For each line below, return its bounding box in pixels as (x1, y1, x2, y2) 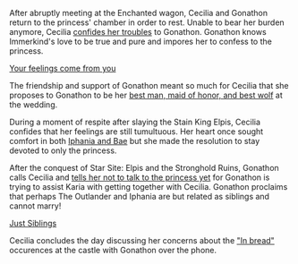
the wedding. (9, 99, 58, 110)
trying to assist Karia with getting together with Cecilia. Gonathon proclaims (9, 182, 288, 192)
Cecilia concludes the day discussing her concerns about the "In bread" (9, 235, 275, 245)
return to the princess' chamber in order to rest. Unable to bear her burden (9, 17, 285, 28)
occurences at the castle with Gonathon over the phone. (9, 245, 217, 255)
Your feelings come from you (9, 63, 116, 73)
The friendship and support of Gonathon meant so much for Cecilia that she (9, 81, 289, 90)
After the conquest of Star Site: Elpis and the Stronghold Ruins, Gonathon (9, 163, 279, 173)
